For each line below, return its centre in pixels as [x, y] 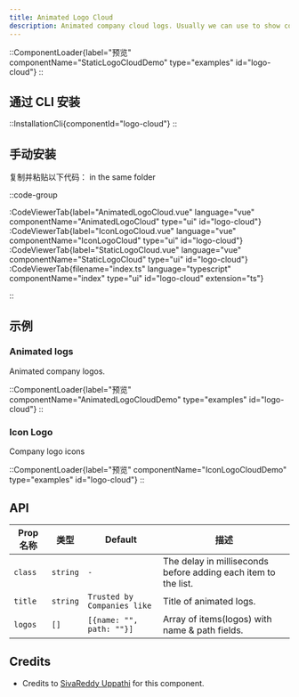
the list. [178, 583]
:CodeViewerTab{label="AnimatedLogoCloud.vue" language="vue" [132, 212]
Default [121, 539]
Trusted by [110, 596]
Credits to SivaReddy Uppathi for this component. [113, 683]
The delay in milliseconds [216, 561]
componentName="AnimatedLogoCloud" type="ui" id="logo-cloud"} [136, 222]
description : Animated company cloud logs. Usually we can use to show [145, 26]
